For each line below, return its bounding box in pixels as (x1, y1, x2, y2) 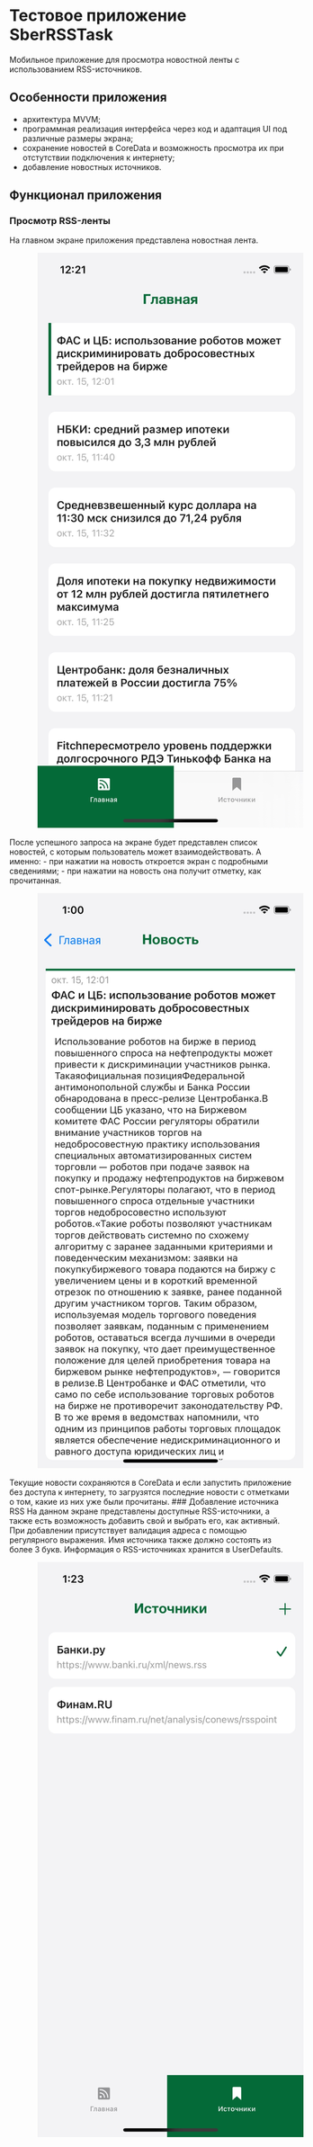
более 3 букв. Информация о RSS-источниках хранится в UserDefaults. (9, 1544, 283, 1555)
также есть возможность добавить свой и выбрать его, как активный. (9, 1516, 281, 1526)
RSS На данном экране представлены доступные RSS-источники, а (9, 1506, 270, 1516)
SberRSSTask (9, 24, 114, 45)
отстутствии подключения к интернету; (22, 152, 175, 163)
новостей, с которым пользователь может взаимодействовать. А (9, 846, 262, 857)
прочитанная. (9, 875, 61, 886)
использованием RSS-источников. (9, 64, 142, 75)
